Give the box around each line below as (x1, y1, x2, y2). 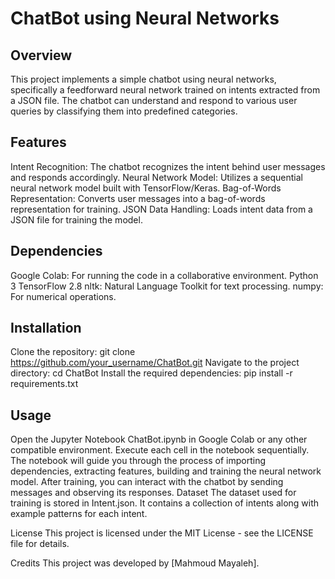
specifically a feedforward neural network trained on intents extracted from (10, 84, 321, 96)
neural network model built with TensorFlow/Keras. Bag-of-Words (10, 182, 282, 194)
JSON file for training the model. (10, 213, 143, 226)
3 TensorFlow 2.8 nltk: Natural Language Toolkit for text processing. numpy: (10, 280, 324, 292)
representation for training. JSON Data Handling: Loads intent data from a (10, 203, 313, 215)
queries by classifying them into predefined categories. (10, 105, 238, 117)
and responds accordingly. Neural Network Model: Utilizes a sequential (10, 171, 303, 183)
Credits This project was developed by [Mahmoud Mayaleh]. (10, 557, 260, 569)
